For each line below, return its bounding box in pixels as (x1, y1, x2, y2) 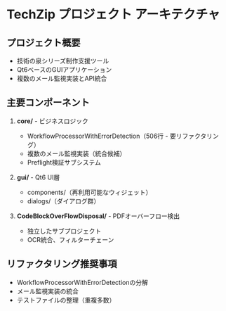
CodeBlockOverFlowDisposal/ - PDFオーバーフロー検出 (16, 212, 180, 220)
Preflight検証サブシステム (27, 158, 101, 166)
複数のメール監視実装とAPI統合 (16, 75, 107, 82)
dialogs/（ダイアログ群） (27, 196, 100, 205)
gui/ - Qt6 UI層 (16, 173, 60, 182)
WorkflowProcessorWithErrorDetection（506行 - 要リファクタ (27, 132, 207, 140)
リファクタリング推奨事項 (6, 258, 117, 270)
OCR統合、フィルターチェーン (27, 235, 114, 243)
